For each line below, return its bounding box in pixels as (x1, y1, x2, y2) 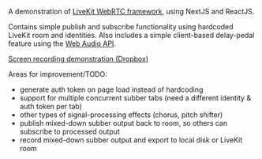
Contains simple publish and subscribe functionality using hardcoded (8, 22, 234, 31)
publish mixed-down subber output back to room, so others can (19, 119, 227, 127)
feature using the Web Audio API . (8, 39, 117, 48)
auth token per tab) (19, 102, 83, 111)
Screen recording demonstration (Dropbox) (8, 55, 148, 63)
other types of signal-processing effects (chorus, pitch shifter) (19, 110, 223, 119)
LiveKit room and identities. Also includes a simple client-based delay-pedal (8, 31, 255, 40)
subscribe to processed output (19, 127, 120, 136)
